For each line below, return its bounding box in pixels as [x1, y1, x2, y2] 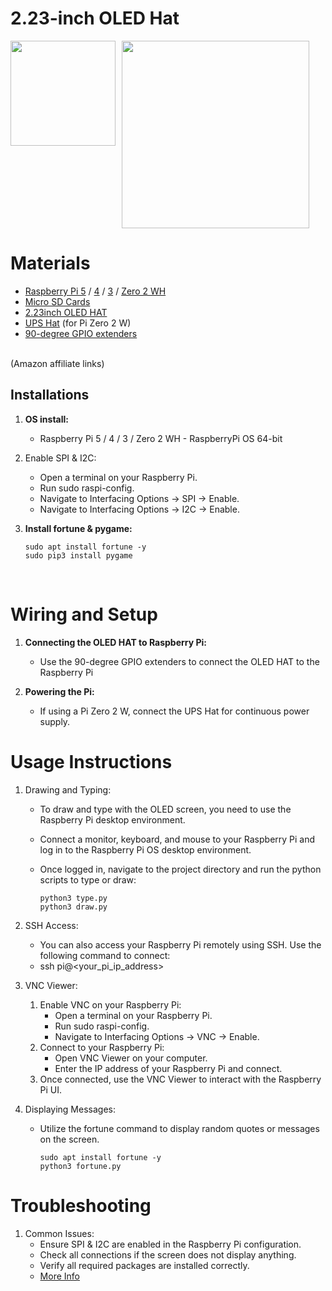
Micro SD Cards [24, 295, 91, 307]
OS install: [24, 413, 70, 425]
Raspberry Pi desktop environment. [39, 813, 186, 826]
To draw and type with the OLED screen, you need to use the [39, 803, 292, 815]
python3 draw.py [39, 902, 108, 912]
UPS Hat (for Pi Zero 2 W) [24, 317, 132, 329]
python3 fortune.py [39, 1161, 122, 1171]
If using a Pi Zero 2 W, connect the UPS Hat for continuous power [39, 705, 310, 717]
